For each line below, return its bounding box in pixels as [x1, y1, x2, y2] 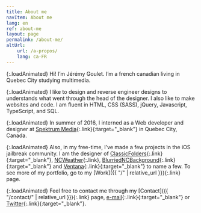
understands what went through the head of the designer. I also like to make [6, 94, 195, 102]
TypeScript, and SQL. [6, 107, 59, 114]
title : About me [6, 8, 47, 15]
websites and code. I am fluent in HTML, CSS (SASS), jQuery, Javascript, [6, 100, 188, 108]
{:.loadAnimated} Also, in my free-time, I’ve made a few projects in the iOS [6, 143, 191, 150]
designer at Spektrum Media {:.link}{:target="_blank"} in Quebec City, [6, 125, 178, 132]
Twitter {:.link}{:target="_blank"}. [6, 200, 87, 207]
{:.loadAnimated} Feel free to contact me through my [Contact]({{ [6, 187, 169, 194]
